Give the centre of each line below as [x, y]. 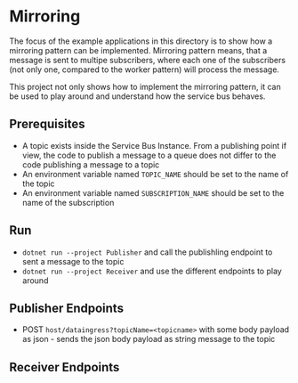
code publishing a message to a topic [91, 164]
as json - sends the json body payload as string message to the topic [149, 339]
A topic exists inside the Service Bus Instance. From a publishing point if [154, 145]
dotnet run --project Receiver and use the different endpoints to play [152, 271]
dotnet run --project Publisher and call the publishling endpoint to [147, 252]
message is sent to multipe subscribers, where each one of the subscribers [148, 60]
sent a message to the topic [73, 261]
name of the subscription [68, 202]
